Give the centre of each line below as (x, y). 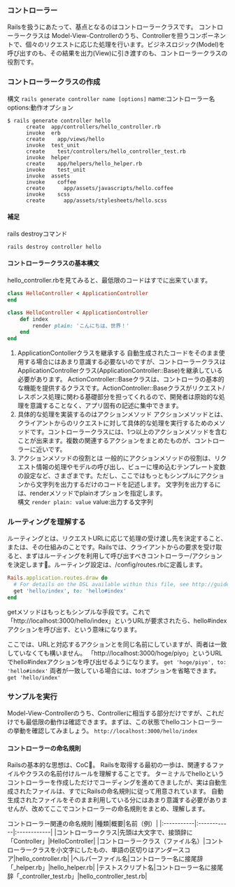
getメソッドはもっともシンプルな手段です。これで (79, 611)
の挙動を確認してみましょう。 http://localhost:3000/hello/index (102, 731)
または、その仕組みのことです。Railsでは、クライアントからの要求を (106, 547)
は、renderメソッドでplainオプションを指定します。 (92, 493)
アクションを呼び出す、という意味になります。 (74, 629)
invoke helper (48, 157)
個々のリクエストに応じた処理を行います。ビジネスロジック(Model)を (125, 45)
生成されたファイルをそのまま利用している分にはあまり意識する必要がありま (117, 800)
